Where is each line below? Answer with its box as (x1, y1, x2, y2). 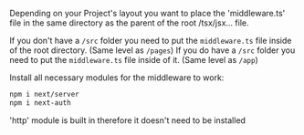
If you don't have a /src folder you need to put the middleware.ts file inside (9, 36, 292, 46)
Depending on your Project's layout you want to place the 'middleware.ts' (9, 8, 286, 18)
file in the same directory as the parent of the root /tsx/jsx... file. (9, 17, 249, 28)
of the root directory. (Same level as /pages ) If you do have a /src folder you (9, 45, 296, 56)
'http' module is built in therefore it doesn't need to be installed (9, 114, 246, 126)
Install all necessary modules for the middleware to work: (9, 72, 225, 83)
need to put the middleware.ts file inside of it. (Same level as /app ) (9, 55, 258, 65)
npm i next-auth (9, 98, 71, 108)
